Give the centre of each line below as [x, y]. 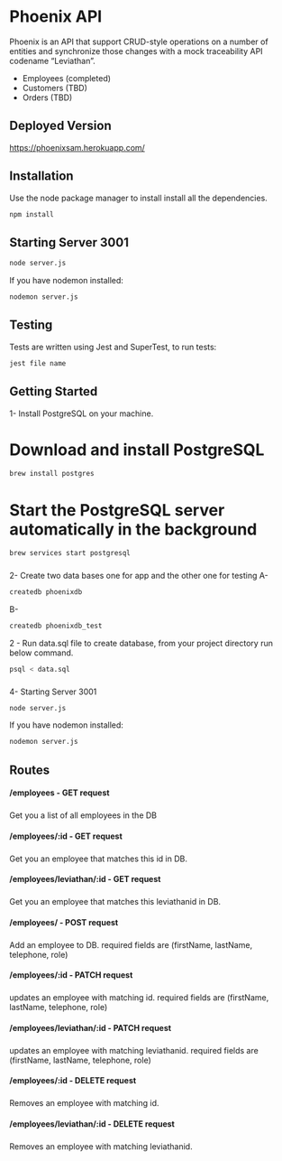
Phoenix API [56, 17]
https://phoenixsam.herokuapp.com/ [77, 147]
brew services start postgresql [70, 553]
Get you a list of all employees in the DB [83, 815]
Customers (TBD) [55, 88]
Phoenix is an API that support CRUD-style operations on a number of [139, 42]
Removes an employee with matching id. [84, 1103]
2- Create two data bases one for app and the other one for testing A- [139, 576]
